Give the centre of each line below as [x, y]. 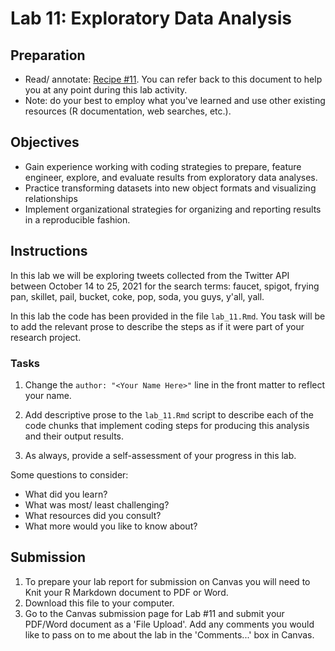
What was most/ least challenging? [97, 504]
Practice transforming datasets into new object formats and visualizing [170, 188]
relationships [51, 198]
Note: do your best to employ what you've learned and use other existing [175, 100]
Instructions [49, 251]
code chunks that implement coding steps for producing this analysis [167, 425]
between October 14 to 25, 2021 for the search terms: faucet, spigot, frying [165, 286]
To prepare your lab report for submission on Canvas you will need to [167, 581]
